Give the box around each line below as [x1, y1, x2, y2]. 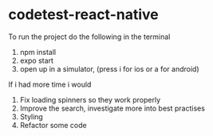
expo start [19, 56, 54, 65]
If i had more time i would [8, 80, 92, 89]
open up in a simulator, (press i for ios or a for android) [19, 64, 199, 73]
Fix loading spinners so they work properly [19, 95, 161, 104]
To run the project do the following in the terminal [8, 32, 171, 41]
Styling [19, 111, 44, 121]
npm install [19, 47, 57, 56]
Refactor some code [19, 120, 87, 130]
